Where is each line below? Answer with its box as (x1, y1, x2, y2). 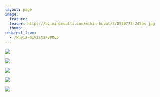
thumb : (9, 26, 23, 31)
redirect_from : (5, 30, 37, 35)
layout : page (5, 7, 32, 12)
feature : (9, 16, 28, 21)
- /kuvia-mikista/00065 (9, 35, 59, 40)
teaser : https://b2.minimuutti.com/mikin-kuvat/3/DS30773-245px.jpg (9, 21, 155, 26)
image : (5, 12, 19, 17)
